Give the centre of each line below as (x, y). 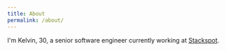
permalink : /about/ (36, 20)
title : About (26, 14)
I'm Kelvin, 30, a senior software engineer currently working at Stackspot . (113, 40)
